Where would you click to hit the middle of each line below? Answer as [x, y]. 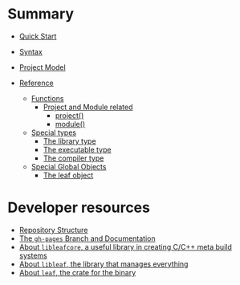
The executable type [77, 149]
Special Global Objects [69, 166]
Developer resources [79, 208]
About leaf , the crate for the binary [77, 272]
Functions [47, 98]
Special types [54, 132]
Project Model [42, 67]
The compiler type [73, 158]
